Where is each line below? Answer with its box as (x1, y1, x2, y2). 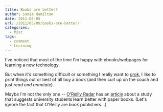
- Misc (9, 30, 23, 35)
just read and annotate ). (5, 81, 54, 88)
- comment (9, 39, 29, 44)
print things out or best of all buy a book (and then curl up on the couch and (5, 76, 158, 82)
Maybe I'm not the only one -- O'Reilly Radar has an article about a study (5, 91, 152, 97)
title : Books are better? (5, 7, 58, 12)
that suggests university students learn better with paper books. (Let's (5, 96, 147, 102)
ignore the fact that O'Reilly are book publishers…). (5, 101, 108, 107)
